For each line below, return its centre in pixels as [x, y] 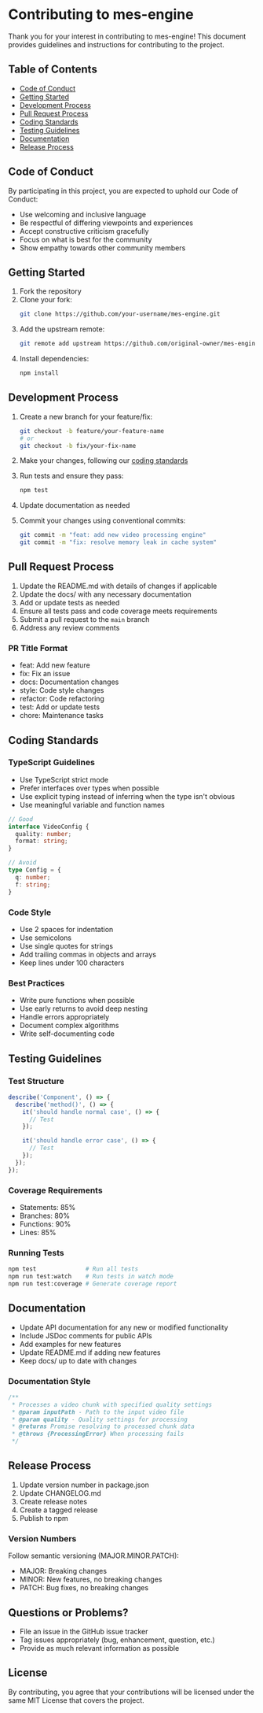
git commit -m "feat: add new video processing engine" [113, 535]
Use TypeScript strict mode [64, 779]
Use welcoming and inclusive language [83, 214]
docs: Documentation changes [69, 682]
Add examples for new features [70, 1344]
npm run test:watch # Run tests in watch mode [91, 1277]
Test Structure [36, 1081]
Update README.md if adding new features [90, 1352]
